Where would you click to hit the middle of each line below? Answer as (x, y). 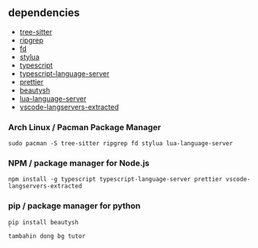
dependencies (44, 13)
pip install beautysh (44, 222)
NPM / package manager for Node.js (79, 163)
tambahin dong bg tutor (47, 236)
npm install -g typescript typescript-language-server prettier (115, 180)
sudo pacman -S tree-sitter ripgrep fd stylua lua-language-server (121, 144)
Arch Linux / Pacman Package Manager (85, 127)
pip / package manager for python (74, 206)
